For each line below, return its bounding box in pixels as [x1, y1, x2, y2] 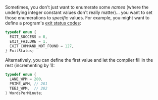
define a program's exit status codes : [5, 20, 82, 26]
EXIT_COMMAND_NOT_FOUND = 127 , [9, 43, 74, 49]
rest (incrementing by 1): [5, 62, 55, 69]
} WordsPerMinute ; [5, 91, 43, 96]
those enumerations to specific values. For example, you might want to [5, 15, 150, 20]
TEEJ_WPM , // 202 [9, 86, 48, 91]
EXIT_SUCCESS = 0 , [9, 34, 48, 39]
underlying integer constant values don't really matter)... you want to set [5, 9, 153, 15]
